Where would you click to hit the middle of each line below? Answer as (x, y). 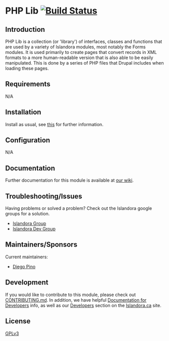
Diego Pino (24, 266)
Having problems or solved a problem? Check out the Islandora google (79, 208)
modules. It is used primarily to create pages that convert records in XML (81, 52)
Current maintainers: (26, 257)
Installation (23, 112)
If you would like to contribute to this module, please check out (71, 295)
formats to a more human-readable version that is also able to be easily (79, 58)
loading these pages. (27, 68)
